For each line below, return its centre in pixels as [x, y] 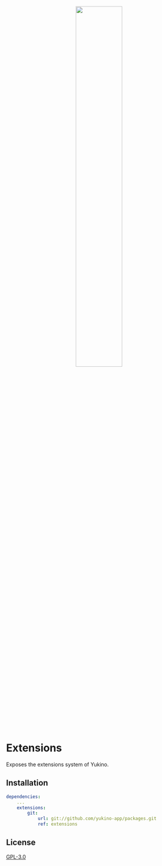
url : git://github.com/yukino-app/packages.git [97, 819]
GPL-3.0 [16, 857]
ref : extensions [57, 824]
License [21, 843]
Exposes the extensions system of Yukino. [57, 764]
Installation [27, 783]
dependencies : [24, 796]
